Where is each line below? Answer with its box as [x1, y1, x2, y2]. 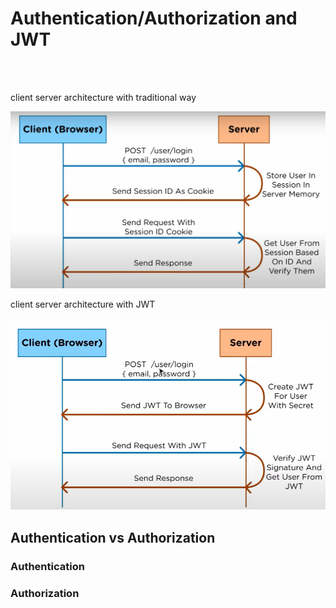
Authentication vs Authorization [10, 529, 216, 546]
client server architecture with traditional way [10, 91, 197, 103]
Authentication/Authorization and [10, 7, 298, 30]
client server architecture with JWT [10, 298, 156, 310]
